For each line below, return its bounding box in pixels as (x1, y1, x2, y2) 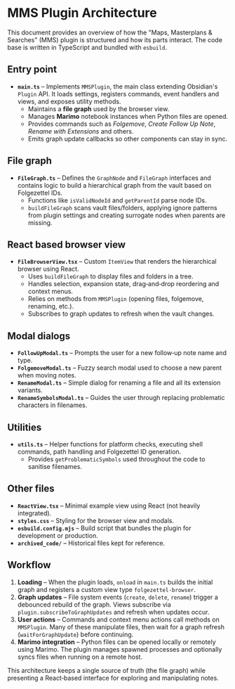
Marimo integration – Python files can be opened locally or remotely (17, 638, 216, 646)
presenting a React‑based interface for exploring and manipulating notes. (7, 674, 219, 682)
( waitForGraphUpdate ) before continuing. (17, 630, 134, 638)
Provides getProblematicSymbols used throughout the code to (27, 455, 206, 463)
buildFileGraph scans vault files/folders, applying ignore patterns (27, 203, 217, 212)
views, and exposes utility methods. (17, 97, 121, 105)
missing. (27, 218, 53, 226)
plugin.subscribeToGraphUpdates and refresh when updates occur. (17, 607, 210, 616)
